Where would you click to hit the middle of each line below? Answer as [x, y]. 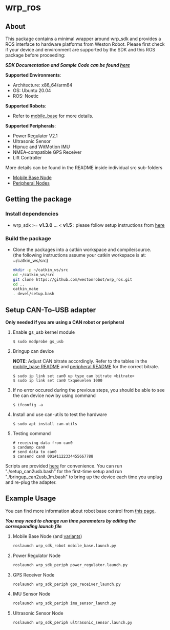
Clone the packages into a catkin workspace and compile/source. [82, 249]
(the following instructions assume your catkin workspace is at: [79, 255]
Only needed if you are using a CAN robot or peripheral [65, 322]
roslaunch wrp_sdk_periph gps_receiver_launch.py [67, 584]
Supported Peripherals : [31, 126]
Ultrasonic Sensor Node [38, 613]
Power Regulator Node [37, 555]
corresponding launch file [34, 526]
